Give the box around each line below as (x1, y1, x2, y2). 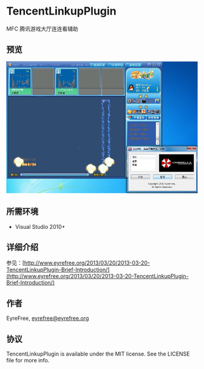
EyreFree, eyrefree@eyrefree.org (6, 314, 89, 322)
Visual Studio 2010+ (15, 223, 66, 230)
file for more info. (6, 357, 50, 364)
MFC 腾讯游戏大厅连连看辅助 (6, 25, 79, 32)
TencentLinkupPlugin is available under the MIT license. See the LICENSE (6, 350, 190, 357)
